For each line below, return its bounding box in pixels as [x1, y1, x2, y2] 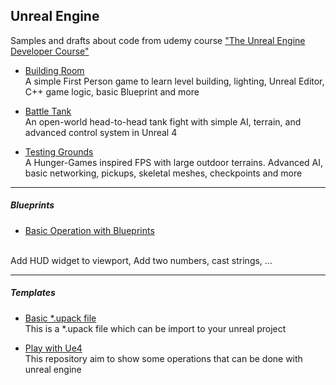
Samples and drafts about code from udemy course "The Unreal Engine [10, 34, 306, 46]
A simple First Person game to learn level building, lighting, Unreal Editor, [24, 75, 325, 87]
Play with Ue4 [24, 342, 83, 354]
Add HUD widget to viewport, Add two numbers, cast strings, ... [10, 254, 273, 266]
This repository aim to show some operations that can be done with [24, 352, 303, 364]
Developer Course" [10, 45, 90, 57]
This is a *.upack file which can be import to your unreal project [24, 322, 287, 334]
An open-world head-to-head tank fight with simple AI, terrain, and [24, 115, 302, 128]
